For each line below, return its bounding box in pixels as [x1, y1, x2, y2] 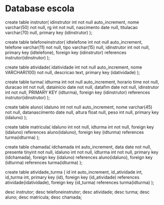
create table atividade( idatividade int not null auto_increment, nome [5, 64, 142, 70]
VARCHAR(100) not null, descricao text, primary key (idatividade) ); [5, 69, 141, 75]
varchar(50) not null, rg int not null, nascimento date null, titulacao [5, 24, 138, 30]
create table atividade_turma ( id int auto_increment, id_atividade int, [5, 169, 143, 175]
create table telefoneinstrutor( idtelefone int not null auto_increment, [5, 39, 143, 45]
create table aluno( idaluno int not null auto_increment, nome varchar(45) [5, 104, 153, 110]
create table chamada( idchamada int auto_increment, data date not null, [5, 144, 152, 150]
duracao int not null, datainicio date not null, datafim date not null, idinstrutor [5, 84, 159, 90]
